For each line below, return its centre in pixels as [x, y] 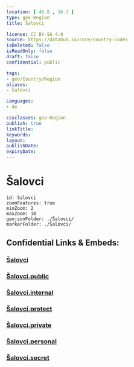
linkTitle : [20, 129]
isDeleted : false [28, 45]
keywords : [19, 135]
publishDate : [23, 146]
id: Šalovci [21, 198]
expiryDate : [21, 152]
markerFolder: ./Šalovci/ [39, 224]
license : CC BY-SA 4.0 [35, 34]
